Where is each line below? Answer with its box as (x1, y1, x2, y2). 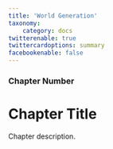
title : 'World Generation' (8, 11, 98, 20)
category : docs (22, 26, 73, 34)
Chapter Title (8, 105, 97, 123)
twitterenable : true (8, 34, 77, 42)
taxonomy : (8, 19, 41, 27)
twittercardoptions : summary (8, 42, 105, 50)
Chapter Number (8, 75, 75, 87)
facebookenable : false (8, 49, 84, 57)
